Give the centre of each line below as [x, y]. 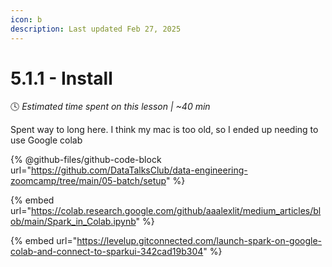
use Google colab [46, 140]
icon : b [26, 19]
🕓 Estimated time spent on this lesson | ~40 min [110, 107]
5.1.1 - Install [61, 78]
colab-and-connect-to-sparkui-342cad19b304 [107, 252]
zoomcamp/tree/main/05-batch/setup [88, 181]
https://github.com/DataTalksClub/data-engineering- [139, 170]
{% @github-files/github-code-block [86, 160]
